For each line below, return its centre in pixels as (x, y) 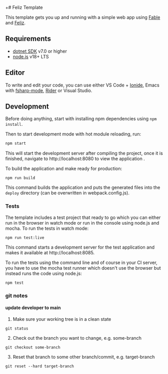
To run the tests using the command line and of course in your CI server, (81, 262)
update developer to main (33, 308)
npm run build (20, 178)
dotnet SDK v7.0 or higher (40, 51)
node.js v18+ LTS (31, 56)
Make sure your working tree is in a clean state (62, 319)
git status (17, 328)
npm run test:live (25, 237)
